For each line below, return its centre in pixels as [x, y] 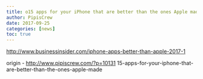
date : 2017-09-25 [28, 23]
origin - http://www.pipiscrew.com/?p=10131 [61, 63]
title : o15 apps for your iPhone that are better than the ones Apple [97, 12]
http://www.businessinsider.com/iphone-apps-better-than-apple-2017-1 [96, 51]
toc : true [19, 34]
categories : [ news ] [31, 29]
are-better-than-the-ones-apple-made [54, 69]
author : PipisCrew [29, 17]
